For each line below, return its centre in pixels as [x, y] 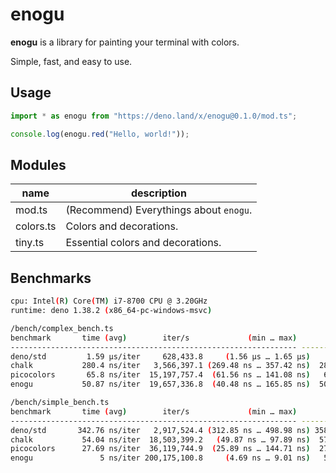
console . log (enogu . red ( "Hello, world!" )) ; [100, 134]
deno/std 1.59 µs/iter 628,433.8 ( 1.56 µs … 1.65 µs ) [160, 356]
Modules [38, 164]
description [158, 193]
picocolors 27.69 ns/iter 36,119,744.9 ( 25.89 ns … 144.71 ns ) [160, 449]
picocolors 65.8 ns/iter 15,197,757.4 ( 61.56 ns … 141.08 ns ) [160, 375]
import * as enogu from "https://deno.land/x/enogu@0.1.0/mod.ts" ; [154, 116]
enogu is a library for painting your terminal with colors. [125, 42]
